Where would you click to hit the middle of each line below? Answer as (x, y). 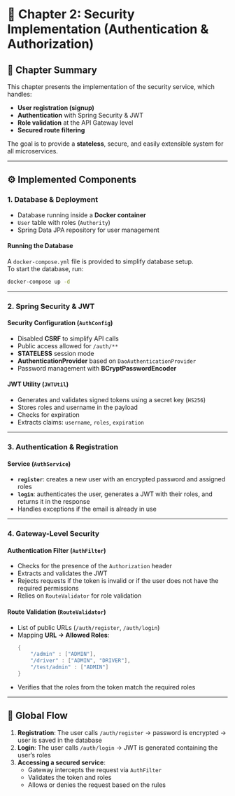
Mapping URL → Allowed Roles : (63, 635)
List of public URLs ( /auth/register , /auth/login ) (88, 627)
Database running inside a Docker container (82, 215)
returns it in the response (54, 502)
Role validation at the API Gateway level (75, 123)
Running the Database (40, 246)
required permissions (48, 589)
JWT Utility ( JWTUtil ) (38, 384)
